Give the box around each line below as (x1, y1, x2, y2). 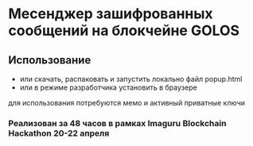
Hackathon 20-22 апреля (8, 128, 110, 139)
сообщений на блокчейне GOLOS (8, 21, 240, 40)
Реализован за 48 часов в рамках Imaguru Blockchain (8, 117, 227, 129)
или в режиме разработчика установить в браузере (19, 83, 197, 92)
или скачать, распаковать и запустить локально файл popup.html (19, 75, 243, 83)
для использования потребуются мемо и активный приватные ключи (8, 98, 245, 107)
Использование (8, 53, 91, 67)
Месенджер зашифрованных (8, 5, 213, 23)
